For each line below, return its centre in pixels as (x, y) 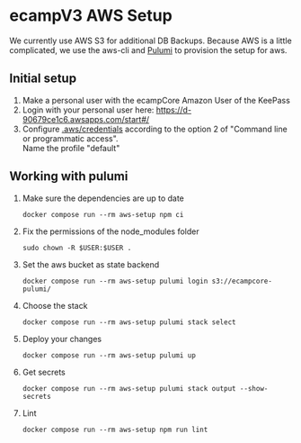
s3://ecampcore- (242, 281)
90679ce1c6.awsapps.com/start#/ (86, 119)
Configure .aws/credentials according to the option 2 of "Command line (155, 129)
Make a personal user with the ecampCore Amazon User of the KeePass (156, 100)
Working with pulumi (69, 176)
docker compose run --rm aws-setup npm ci (103, 214)
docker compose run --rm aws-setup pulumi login (115, 281)
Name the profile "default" (71, 148)
